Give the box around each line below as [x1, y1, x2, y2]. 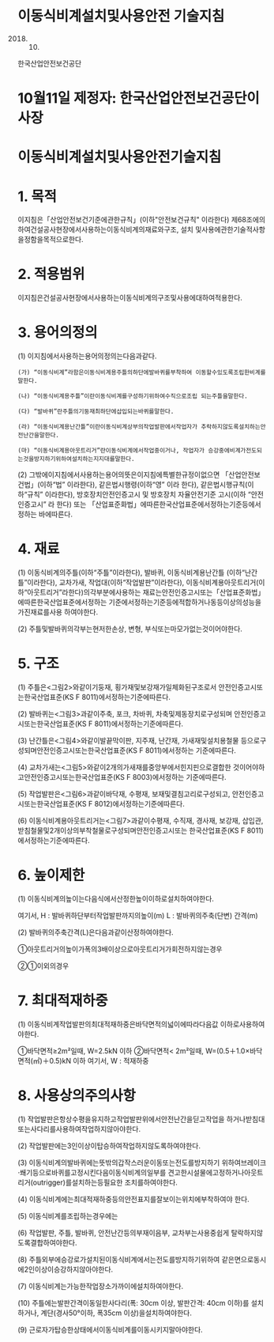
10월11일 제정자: [17, 89, 117, 108]
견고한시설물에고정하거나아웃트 [167, 1167, 264, 1177]
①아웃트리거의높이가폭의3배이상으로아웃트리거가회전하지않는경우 [17, 944, 223, 954]
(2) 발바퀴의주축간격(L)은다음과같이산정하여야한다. [17, 927, 174, 937]
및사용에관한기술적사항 [194, 225, 266, 234]
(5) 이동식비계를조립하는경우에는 [17, 1211, 118, 1220]
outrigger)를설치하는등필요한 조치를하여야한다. [32, 1178, 178, 1187]
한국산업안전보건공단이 [119, 89, 260, 108]
